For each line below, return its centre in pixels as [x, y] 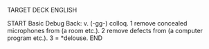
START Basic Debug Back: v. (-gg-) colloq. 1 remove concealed [97, 23]
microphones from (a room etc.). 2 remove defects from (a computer [105, 31]
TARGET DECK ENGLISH [42, 10]
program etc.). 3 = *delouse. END [55, 38]
